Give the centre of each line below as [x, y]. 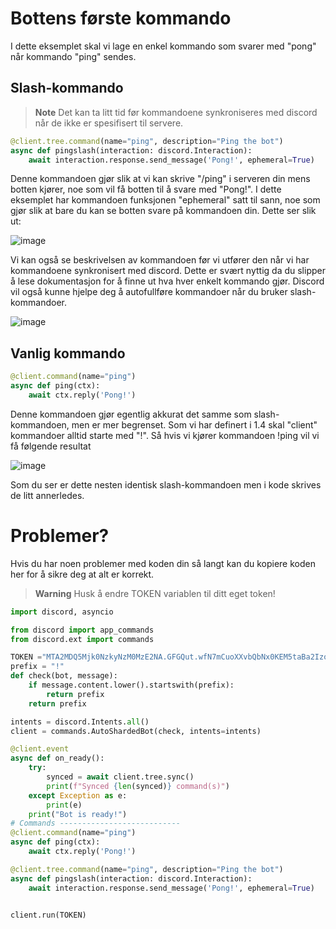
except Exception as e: [78, 795]
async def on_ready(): [57, 758]
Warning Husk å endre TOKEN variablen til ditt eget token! [155, 593]
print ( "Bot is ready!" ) [78, 814]
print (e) [64, 805]
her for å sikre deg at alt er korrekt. [82, 574]
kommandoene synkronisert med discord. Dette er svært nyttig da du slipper [168, 271]
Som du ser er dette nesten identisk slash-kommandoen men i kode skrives [166, 484]
